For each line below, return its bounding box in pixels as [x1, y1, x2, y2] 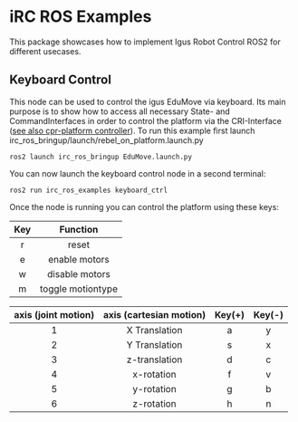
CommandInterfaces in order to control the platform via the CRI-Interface [9, 115, 283, 126]
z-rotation [132, 397, 177, 409]
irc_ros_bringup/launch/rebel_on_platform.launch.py [9, 134, 204, 146]
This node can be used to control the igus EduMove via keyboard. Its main [9, 96, 286, 107]
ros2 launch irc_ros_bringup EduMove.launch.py [9, 152, 193, 161]
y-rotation [132, 382, 177, 395]
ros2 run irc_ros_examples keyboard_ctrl [9, 186, 168, 195]
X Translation [126, 323, 183, 336]
